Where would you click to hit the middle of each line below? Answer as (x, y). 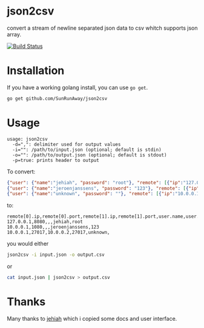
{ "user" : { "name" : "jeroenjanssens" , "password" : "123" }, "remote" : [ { (98, 188)
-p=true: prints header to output (56, 160)
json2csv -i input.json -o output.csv (56, 255)
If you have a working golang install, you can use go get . (77, 87)
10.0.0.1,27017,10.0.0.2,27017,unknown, (59, 233)
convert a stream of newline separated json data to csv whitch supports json (102, 28)
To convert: (21, 172)
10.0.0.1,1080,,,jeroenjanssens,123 (53, 227)
